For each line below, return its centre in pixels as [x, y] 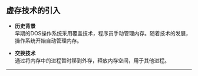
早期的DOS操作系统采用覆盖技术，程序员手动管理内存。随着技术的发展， [103, 33]
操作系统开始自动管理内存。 [48, 41]
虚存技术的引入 [33, 11]
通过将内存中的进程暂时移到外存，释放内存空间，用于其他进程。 [92, 60]
